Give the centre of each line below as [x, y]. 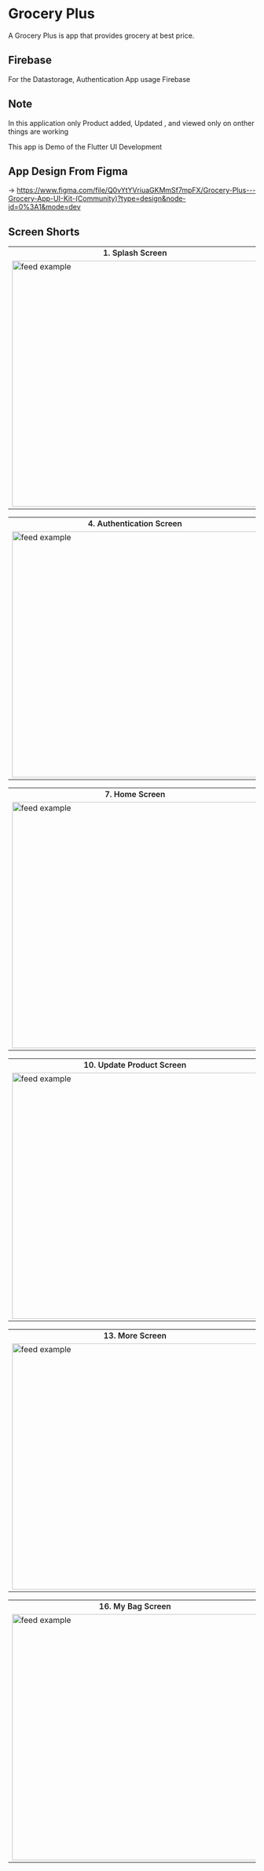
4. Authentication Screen [135, 524]
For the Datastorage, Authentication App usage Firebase [99, 79]
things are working [38, 132]
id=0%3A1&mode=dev [44, 207]
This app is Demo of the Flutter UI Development [85, 146]
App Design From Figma [68, 171]
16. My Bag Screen [135, 1606]
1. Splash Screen [135, 253]
